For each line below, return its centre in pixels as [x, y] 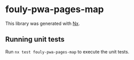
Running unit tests [35, 39]
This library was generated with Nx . [43, 23]
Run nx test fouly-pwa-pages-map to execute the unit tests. [67, 51]
